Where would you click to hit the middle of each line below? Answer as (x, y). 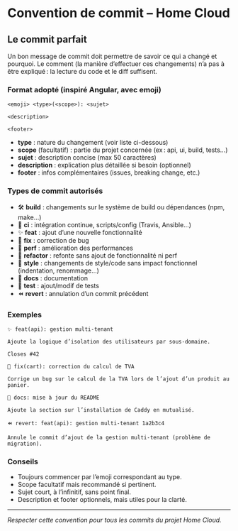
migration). (25, 444)
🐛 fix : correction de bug (53, 240)
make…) (29, 217)
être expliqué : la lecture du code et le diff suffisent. (83, 71)
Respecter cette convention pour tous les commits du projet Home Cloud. (114, 520)
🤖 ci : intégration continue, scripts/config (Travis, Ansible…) (104, 224)
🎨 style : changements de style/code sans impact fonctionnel (107, 263)
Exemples (25, 314)
